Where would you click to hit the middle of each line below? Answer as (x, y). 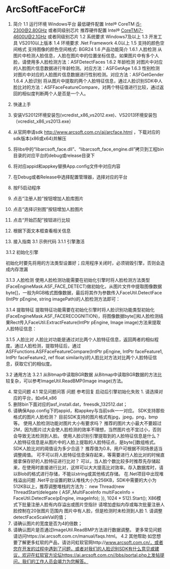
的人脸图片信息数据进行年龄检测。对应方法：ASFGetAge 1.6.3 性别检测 (87, 68)
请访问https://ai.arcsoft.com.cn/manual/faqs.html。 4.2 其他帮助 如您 (85, 536)
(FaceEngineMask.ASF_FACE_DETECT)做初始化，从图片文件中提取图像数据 (84, 286)
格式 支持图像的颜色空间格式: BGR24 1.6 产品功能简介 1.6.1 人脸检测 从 (90, 49)
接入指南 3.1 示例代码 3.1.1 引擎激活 (49, 241)
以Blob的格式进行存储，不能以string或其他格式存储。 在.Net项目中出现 (86, 473)
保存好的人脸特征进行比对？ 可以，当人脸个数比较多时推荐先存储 (89, 461)
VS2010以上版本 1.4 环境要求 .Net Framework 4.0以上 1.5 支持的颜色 (90, 43)
